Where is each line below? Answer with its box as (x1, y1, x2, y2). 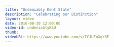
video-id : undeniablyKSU (5, 25, 56, 30)
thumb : (5, 30, 19, 35)
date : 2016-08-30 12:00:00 (5, 21, 61, 26)
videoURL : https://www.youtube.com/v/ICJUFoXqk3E (5, 35, 110, 40)
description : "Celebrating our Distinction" (5, 12, 98, 17)
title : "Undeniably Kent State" (5, 7, 72, 12)
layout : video (5, 16, 35, 21)
